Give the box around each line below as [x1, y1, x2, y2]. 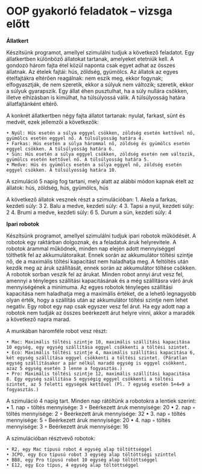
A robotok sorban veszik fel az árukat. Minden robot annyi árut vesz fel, [6, 270, 184, 278]
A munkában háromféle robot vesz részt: [6, 327, 107, 334]
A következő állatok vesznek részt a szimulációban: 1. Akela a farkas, [6, 195, 178, 203]
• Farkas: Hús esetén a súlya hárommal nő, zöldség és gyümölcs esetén [6, 140, 190, 146]
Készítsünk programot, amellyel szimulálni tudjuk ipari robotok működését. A [6, 232, 197, 239]
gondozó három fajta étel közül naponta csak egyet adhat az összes [6, 62, 175, 69]
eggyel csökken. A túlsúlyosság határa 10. [6, 167, 118, 173]
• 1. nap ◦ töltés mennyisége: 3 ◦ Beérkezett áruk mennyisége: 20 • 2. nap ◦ [6, 403, 196, 411]
